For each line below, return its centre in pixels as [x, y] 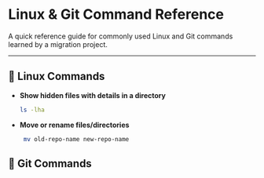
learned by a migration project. [58, 44]
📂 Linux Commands [57, 76]
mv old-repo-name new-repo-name [76, 139]
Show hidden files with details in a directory [93, 95]
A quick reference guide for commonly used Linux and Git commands [121, 36]
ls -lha [32, 110]
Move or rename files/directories [74, 125]
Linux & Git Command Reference [116, 15]
